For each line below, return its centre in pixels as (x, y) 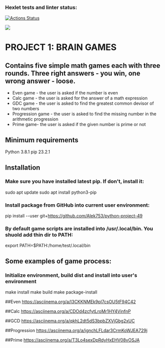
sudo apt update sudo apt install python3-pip (51, 192)
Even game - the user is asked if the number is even (65, 93)
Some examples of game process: (58, 261)
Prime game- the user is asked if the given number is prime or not (79, 125)
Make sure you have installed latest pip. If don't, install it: (75, 181)
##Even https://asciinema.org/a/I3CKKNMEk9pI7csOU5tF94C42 (71, 302)
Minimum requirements (42, 140)
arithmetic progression (35, 119)
